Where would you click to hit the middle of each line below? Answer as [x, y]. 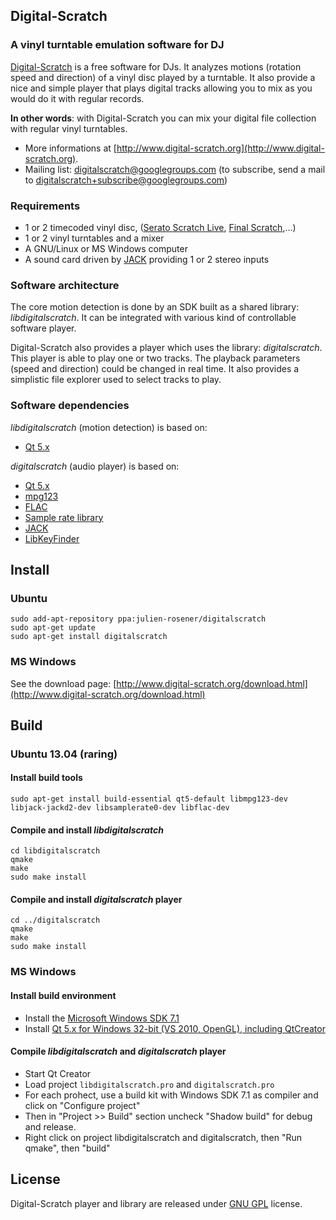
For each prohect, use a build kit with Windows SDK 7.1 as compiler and [171, 1095]
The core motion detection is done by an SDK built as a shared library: [155, 307]
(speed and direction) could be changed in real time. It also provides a [155, 369]
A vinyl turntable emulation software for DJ [117, 45]
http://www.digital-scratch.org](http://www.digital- [220, 148]
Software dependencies [70, 406]
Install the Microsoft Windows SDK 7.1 [102, 1018]
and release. [50, 1126]
